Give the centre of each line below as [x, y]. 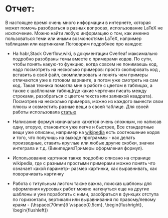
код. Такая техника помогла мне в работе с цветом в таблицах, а [82, 85]
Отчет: [20, 9]
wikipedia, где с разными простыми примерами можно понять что [84, 163]
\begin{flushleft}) [30, 210]
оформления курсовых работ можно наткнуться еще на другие [81, 188]
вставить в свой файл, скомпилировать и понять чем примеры [80, 74]
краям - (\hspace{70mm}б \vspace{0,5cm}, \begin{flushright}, [78, 204]
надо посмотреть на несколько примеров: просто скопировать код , [86, 69]
